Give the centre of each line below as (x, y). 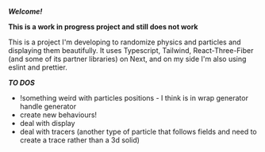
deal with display (47, 123)
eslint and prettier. (38, 67)
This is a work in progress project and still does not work (103, 27)
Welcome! (25, 11)
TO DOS (22, 83)
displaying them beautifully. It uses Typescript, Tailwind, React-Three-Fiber (131, 50)
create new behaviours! (58, 115)
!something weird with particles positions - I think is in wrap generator (134, 98)
